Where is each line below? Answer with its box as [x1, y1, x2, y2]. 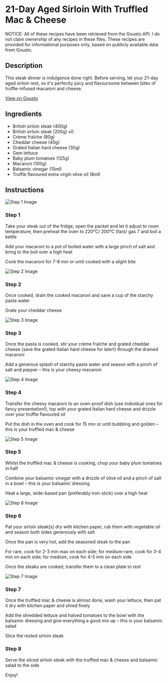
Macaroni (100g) [12, 160, 47, 166]
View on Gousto [5, 95, 39, 101]
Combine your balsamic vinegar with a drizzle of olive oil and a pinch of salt [5, 475, 161, 481]
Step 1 [5, 212, 21, 219]
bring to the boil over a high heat [5, 249, 73, 255]
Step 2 [5, 280, 22, 287]
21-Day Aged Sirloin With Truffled [5, 4, 148, 15]
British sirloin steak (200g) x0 [12, 128, 74, 134]
